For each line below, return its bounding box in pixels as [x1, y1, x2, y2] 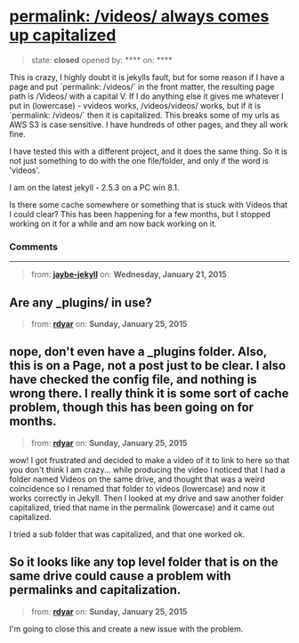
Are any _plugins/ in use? [9, 295, 153, 310]
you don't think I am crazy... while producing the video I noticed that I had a [9, 464, 286, 475]
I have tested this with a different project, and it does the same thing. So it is [9, 145, 287, 157]
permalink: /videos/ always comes [9, 6, 270, 27]
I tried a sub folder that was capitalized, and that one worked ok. [9, 528, 246, 540]
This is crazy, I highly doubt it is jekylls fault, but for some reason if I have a [9, 71, 285, 82]
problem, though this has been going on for [9, 400, 255, 415]
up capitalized [9, 25, 117, 45]
